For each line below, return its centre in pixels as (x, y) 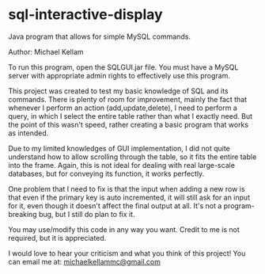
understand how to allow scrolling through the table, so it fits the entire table (132, 157)
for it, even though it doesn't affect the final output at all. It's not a (115, 205)
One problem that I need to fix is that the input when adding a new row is (127, 188)
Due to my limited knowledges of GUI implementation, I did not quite (119, 148)
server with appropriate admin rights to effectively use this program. (119, 75)
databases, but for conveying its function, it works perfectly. (106, 173)
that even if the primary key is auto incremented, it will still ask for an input (129, 197)
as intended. (28, 133)
